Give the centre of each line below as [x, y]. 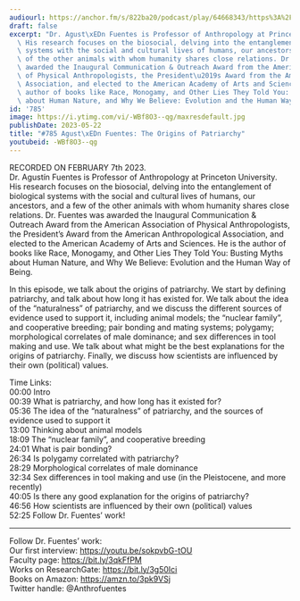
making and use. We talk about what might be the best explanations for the [147, 346]
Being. [21, 271]
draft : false [33, 26]
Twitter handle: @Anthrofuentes [68, 588]
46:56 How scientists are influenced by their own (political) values [131, 505]
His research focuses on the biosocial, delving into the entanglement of [141, 186]
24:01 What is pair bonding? [61, 448]
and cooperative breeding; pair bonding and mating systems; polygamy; [142, 327]
